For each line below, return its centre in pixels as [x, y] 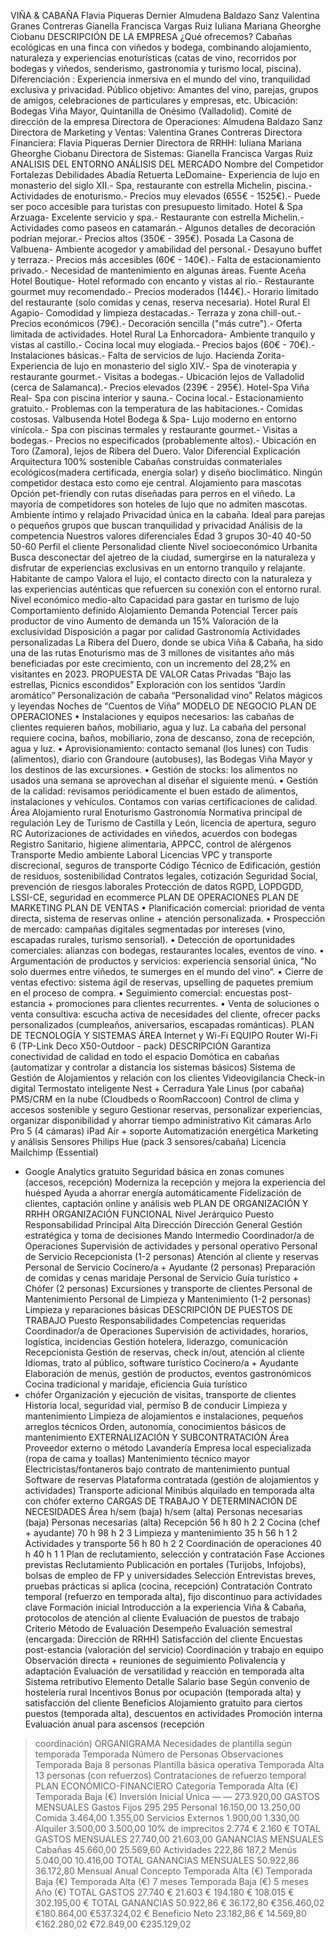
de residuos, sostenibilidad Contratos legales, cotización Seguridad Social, [164, 876]
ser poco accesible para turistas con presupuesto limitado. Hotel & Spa [156, 206]
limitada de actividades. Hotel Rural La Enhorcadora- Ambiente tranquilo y [163, 334]
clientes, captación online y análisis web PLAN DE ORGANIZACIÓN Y [166, 1203]
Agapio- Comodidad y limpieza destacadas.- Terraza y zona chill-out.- [156, 313]
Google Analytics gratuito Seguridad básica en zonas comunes [154, 1171]
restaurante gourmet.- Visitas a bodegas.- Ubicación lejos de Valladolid [157, 376]
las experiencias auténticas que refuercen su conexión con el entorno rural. [166, 589]
